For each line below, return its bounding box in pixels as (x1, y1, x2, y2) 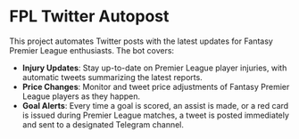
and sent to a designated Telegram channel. (21, 119, 185, 130)
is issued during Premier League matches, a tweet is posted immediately (21, 110, 290, 120)
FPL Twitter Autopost (9, 6, 170, 27)
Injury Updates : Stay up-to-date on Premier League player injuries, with (21, 62, 287, 73)
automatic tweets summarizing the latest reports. (21, 71, 203, 82)
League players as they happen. (21, 91, 141, 102)
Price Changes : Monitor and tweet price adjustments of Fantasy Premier (21, 81, 290, 92)
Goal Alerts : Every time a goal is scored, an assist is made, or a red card (21, 100, 289, 110)
